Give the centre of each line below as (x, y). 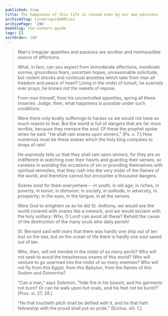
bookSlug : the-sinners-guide (36, 28)
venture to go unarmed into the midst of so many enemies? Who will (88, 262)
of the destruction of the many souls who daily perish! (73, 221)
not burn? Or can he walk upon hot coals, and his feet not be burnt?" (88, 287)
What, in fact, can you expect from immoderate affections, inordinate (89, 67)
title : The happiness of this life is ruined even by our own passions (81, 14)
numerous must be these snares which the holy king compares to (85, 139)
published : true (22, 10)
